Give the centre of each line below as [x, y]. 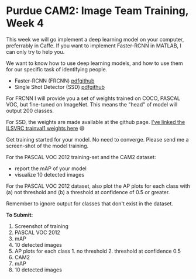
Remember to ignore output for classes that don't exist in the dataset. [90, 204]
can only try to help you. [35, 51]
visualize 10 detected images [49, 174]
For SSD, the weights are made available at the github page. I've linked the [96, 122]
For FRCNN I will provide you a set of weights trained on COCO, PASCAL [93, 98]
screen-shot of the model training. [47, 146]
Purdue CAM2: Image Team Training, [97, 11]
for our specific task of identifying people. [57, 69]
